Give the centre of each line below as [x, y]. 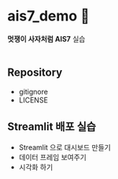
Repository [35, 73]
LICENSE [33, 100]
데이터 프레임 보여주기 [53, 157]
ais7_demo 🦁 [48, 16]
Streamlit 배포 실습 [52, 127]
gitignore [33, 91]
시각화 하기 [36, 167]
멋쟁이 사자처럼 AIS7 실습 [46, 39]
